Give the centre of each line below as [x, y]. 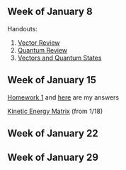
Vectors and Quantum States [59, 58]
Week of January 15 [52, 80]
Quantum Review [42, 50]
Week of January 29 [53, 158]
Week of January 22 [53, 133]
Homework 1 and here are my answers [63, 97]
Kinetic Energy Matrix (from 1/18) [55, 111]
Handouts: [22, 28]
